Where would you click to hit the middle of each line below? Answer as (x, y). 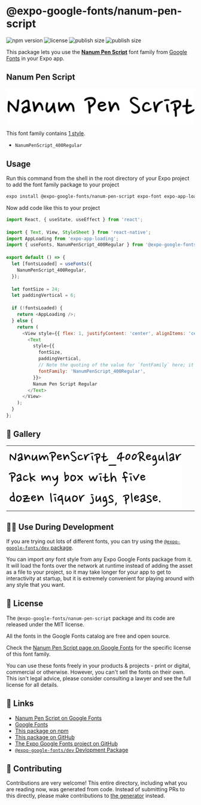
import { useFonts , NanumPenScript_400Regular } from (75, 245)
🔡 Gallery (24, 434)
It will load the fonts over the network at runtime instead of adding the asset (100, 566)
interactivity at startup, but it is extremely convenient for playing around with (100, 578)
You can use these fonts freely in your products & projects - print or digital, (98, 665)
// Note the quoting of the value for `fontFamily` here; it (116, 365)
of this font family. (28, 654)
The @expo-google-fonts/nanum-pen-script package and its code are (91, 618)
